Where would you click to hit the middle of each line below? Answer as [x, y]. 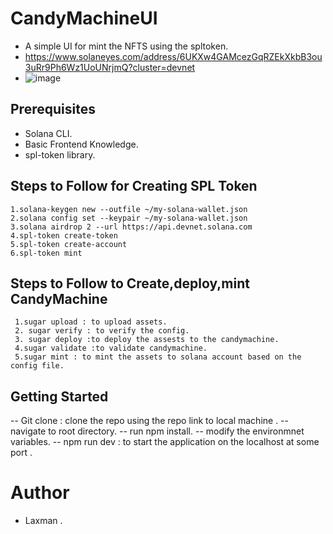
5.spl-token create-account [69, 244]
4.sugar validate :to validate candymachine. [111, 348]
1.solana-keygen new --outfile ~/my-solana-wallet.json [129, 209]
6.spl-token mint [46, 253]
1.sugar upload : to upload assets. [91, 322]
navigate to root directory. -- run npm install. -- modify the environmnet [157, 431]
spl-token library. [60, 154]
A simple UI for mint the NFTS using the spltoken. [126, 46]
